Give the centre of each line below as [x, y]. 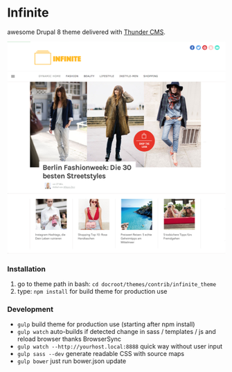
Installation [27, 269]
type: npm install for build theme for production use [92, 291]
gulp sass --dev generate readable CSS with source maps [101, 354]
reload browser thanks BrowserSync [69, 339]
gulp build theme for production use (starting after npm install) [106, 324]
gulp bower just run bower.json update [72, 361]
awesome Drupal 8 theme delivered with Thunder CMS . [87, 32]
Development [30, 309]
